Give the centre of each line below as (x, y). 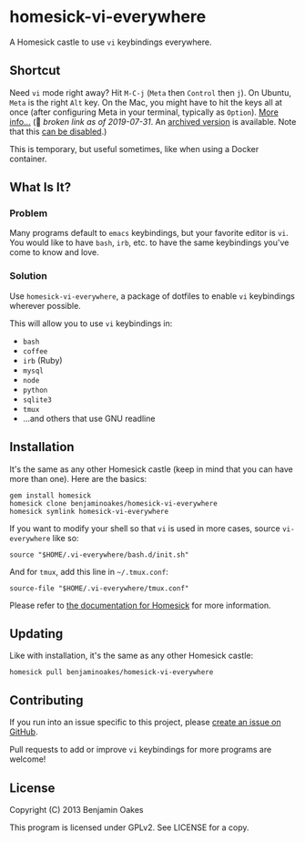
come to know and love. (54, 252)
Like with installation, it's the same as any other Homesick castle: (132, 656)
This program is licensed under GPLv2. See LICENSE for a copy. (129, 827)
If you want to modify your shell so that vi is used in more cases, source (145, 528)
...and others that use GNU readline (89, 418)
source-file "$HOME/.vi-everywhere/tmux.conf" (99, 588)
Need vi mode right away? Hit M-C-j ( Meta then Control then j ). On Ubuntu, (150, 92)
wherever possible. (46, 305)
